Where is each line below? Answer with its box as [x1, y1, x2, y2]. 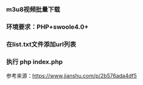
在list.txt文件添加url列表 [6, 40, 76, 48]
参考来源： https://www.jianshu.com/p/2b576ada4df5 [6, 73, 137, 80]
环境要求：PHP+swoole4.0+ [6, 23, 89, 31]
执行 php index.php [6, 58, 63, 66]
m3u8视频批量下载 [6, 5, 61, 13]
